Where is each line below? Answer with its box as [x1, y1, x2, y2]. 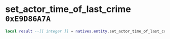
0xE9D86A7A [5, 14, 51, 23]
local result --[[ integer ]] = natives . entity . [5, 28, 110, 33]
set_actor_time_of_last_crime [5, 3, 132, 15]
